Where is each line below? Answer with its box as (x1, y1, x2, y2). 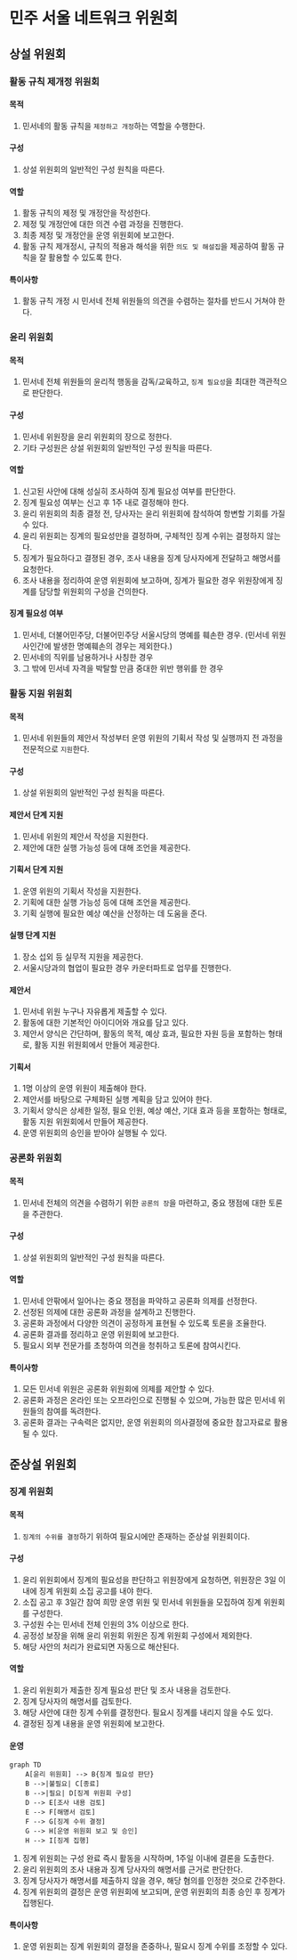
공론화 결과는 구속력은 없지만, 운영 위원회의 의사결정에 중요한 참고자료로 (21, 1417, 272, 1428)
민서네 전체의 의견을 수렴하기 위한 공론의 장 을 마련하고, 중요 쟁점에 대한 (21, 1197, 267, 1208)
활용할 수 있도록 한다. (48, 252, 123, 263)
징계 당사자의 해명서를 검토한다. (21, 1696, 132, 1707)
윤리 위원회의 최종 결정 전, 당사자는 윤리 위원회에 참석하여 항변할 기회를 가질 (21, 508, 286, 519)
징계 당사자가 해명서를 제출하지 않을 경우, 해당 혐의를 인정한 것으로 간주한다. (21, 1875, 286, 1886)
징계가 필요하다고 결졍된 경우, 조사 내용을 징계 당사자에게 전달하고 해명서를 (21, 552, 282, 563)
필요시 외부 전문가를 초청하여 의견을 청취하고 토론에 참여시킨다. (21, 1340, 242, 1351)
